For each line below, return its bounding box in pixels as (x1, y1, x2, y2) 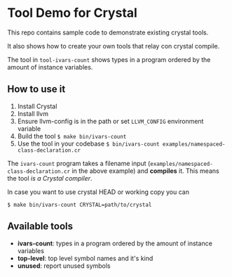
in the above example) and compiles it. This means (71, 167, 219, 175)
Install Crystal (17, 102, 57, 110)
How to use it (7, 83, 66, 96)
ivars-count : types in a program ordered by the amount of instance (17, 239, 212, 247)
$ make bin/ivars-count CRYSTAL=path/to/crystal (7, 201, 152, 208)
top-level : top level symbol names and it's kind (17, 254, 153, 262)
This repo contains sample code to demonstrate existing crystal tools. (7, 28, 209, 37)
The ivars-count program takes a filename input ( (7, 159, 151, 167)
